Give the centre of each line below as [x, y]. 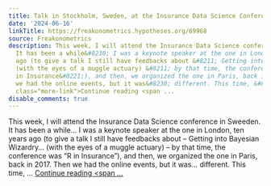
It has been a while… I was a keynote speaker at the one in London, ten [126, 130]
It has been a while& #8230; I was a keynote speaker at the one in [131, 53]
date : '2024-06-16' [41, 23]
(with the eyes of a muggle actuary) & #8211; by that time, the [126, 69]
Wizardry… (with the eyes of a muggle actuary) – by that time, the [117, 147]
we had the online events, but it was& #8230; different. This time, [133, 83]
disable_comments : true [48, 99]
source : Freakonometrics [50, 38]
